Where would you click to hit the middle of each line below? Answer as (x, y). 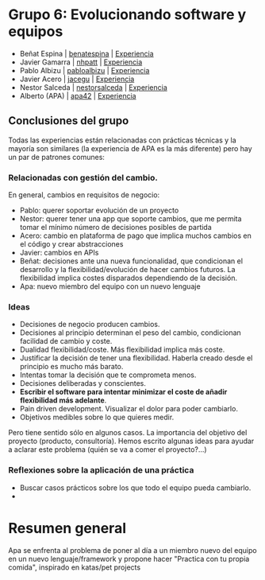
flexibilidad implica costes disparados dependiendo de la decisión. (129, 278)
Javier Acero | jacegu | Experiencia (77, 79)
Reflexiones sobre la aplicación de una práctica (101, 470)
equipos (36, 31)
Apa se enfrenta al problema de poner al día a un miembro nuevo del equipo (132, 550)
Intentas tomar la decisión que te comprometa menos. (108, 375)
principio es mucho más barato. (71, 367)
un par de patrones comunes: (57, 157)
